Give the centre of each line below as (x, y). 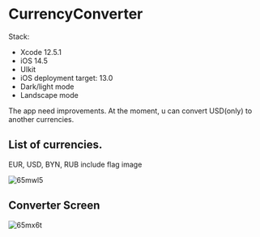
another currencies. (41, 119)
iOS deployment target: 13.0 (66, 78)
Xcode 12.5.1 (41, 52)
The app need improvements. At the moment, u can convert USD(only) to (130, 111)
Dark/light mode (47, 87)
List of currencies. (55, 145)
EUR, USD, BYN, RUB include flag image (75, 164)
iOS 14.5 (34, 61)
